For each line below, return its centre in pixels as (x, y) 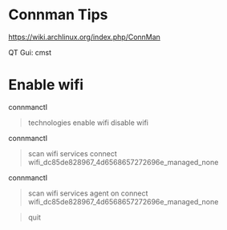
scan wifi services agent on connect (88, 193)
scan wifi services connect (73, 153)
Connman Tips (58, 15)
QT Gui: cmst (30, 52)
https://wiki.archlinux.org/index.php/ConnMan (84, 37)
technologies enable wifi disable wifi (88, 123)
